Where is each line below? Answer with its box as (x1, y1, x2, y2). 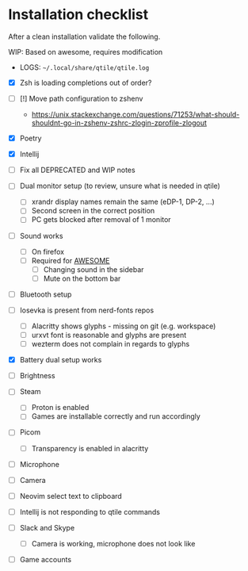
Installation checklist (8, 6, 149, 24)
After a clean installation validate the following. (8, 32, 161, 41)
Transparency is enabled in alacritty (31, 443, 149, 453)
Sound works (19, 231, 63, 240)
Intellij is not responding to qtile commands (19, 507, 161, 516)
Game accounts (19, 554, 72, 564)
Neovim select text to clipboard (19, 491, 123, 500)
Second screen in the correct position (31, 206, 155, 216)
